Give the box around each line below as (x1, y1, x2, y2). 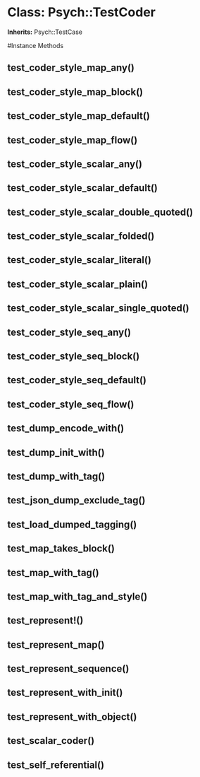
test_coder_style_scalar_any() (7, 158, 143, 170)
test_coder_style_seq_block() (7, 351, 140, 363)
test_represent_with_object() (7, 711, 137, 723)
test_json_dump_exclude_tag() (7, 494, 146, 506)
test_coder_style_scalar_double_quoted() (7, 206, 194, 218)
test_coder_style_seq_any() (7, 326, 132, 338)
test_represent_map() (7, 638, 105, 650)
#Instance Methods (7, 41, 64, 49)
